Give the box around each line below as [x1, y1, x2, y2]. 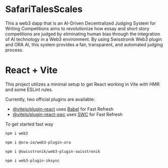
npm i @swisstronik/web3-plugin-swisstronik [5, 149, 100, 154]
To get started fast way [5, 121, 53, 127]
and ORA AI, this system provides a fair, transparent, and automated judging [5, 41, 163, 47]
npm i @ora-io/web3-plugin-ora [5, 140, 71, 145]
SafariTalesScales [5, 4, 83, 15]
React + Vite [5, 64, 58, 76]
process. [5, 47, 24, 53]
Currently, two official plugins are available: [5, 96, 95, 102]
